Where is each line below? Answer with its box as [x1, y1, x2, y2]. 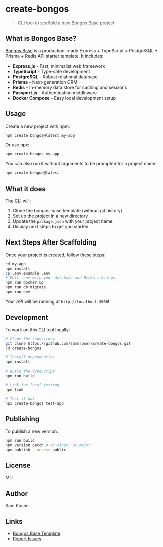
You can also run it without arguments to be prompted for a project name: [5, 161, 157, 167]
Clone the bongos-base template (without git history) [12, 208, 123, 213]
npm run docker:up [5, 280, 44, 285]
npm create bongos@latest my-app [5, 133, 75, 138]
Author [5, 490, 28, 498]
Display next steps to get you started [12, 224, 89, 229]
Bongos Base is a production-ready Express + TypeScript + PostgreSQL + [5, 47, 158, 53]
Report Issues [12, 536, 42, 542]
